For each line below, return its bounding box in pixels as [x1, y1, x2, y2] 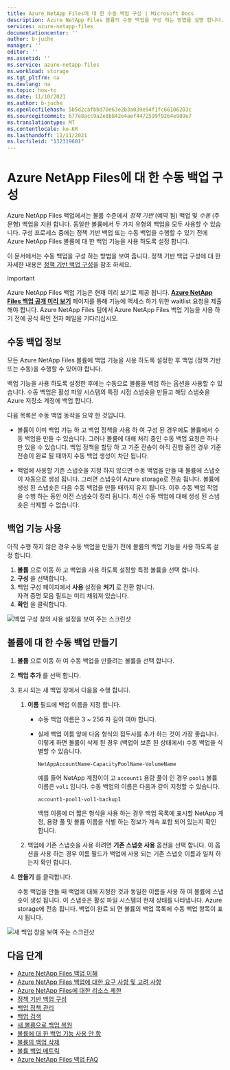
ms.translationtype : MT [7, 119, 76, 126]
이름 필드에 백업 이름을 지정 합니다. [27, 700, 122, 708]
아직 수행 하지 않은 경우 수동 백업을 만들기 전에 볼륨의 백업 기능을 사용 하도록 [7, 542, 212, 551]
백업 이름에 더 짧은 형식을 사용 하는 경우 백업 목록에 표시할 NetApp [37, 809, 216, 817]
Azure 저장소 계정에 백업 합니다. [7, 396, 94, 404]
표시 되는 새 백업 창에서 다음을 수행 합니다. [16, 686, 131, 694]
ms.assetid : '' [7, 55, 51, 62]
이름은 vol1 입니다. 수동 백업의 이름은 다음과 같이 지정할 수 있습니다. [37, 782, 220, 790]
